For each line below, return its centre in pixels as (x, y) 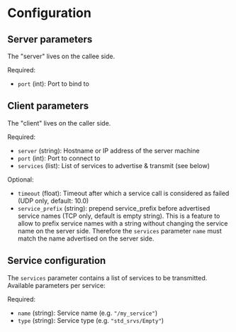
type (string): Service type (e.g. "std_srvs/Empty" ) (91, 320)
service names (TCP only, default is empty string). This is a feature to (119, 216)
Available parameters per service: (56, 285)
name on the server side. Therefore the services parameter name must (119, 231)
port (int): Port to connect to (59, 158)
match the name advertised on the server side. (86, 238)
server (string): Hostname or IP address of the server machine (108, 150)
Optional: (21, 179)
